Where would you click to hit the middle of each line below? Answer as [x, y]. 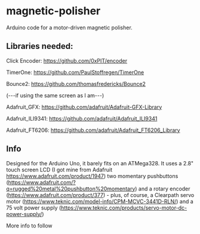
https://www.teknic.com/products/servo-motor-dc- [124, 208]
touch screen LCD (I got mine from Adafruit [59, 170]
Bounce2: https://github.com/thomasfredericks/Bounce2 [76, 84]
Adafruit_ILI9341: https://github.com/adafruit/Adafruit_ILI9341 [82, 118]
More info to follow [29, 226]
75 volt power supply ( [34, 208]
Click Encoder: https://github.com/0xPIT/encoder [67, 60]
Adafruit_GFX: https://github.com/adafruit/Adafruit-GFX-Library [84, 107]
